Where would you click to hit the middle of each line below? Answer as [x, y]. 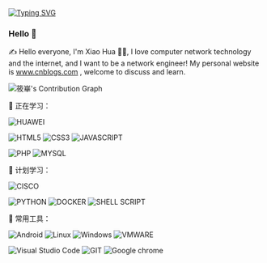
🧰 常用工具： [30, 218]
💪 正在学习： [30, 106]
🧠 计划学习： [30, 170]
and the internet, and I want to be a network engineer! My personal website [134, 63]
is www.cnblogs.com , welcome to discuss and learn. [97, 72]
